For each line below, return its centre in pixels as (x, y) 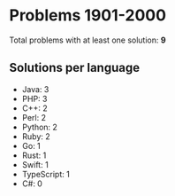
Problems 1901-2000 (87, 16)
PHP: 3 (34, 98)
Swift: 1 (35, 164)
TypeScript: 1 (46, 174)
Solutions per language (75, 68)
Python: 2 (39, 127)
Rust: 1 (34, 155)
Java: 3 (35, 89)
